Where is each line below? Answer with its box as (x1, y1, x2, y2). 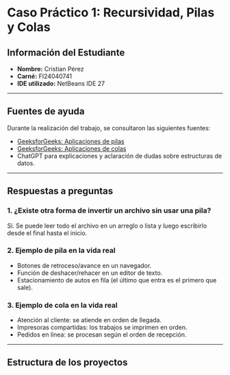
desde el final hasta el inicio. (7, 228, 88, 237)
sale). (16, 283, 33, 291)
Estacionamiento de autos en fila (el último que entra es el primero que (16, 276, 217, 284)
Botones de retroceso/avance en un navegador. (16, 261, 152, 269)
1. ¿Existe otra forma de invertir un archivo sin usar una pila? (7, 206, 212, 215)
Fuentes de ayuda (7, 106, 85, 117)
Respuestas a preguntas (7, 185, 114, 197)
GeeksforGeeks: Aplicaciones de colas (16, 144, 127, 152)
